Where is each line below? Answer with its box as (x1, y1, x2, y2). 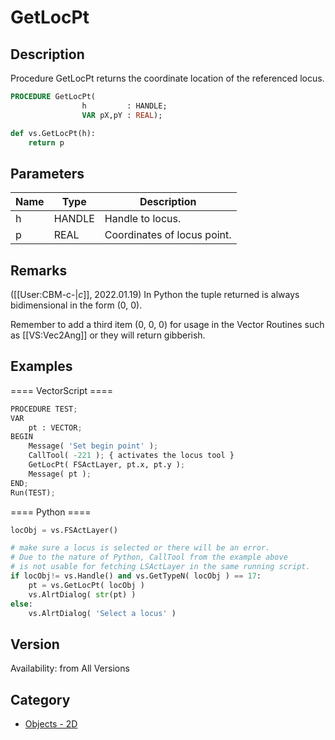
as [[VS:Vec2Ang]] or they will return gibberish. (10, 329, 206, 341)
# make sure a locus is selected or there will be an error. (10, 543, 271, 553)
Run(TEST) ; (10, 487, 56, 498)
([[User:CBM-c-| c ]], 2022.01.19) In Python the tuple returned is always (10, 289, 300, 300)
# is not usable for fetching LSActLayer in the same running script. (10, 562, 311, 572)
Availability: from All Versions (10, 662, 130, 675)
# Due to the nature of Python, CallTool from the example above (10, 552, 288, 563)
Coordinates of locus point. (104, 228, 232, 242)
